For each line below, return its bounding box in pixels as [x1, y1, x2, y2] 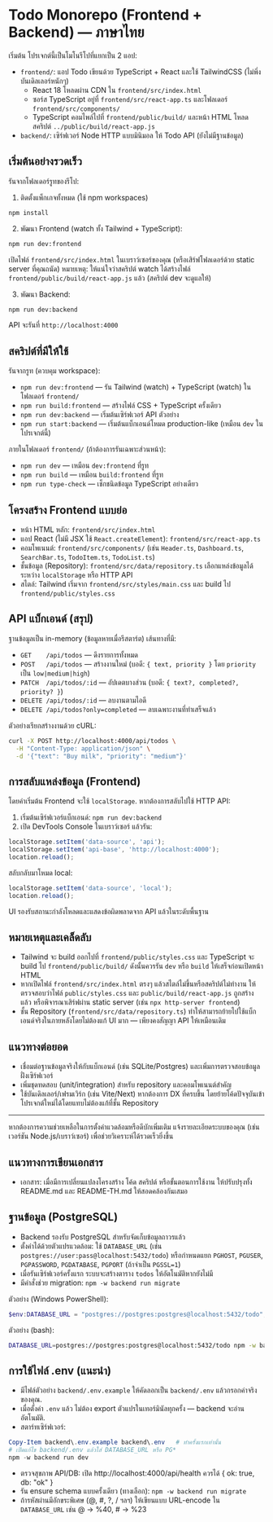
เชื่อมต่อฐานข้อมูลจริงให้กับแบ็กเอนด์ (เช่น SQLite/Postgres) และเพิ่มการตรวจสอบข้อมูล [19, 1062, 261, 1071]
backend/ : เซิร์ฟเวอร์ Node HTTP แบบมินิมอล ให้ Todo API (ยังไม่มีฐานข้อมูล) [19, 130, 244, 140]
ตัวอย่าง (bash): [8, 1325, 54, 1335]
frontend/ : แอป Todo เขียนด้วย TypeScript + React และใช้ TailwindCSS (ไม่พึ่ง [19, 67, 262, 77]
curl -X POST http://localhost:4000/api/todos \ [8, 737, 176, 745]
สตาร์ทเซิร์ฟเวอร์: [19, 1422, 67, 1432]
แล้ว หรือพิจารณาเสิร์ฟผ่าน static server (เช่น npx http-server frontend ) [19, 997, 240, 1007]
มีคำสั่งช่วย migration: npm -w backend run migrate [19, 1278, 180, 1287]
